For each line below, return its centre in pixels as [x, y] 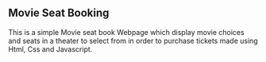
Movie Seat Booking [59, 13]
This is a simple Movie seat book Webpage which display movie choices [126, 32]
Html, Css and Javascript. [50, 49]
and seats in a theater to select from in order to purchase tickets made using [133, 41]
